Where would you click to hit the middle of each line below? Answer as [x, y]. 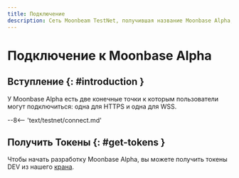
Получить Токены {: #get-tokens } [86, 142]
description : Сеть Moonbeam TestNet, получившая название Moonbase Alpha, [121, 21]
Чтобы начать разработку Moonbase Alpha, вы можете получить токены [117, 160]
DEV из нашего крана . [41, 167]
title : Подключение [36, 14]
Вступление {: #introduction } [76, 82]
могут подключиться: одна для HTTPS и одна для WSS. [92, 106]
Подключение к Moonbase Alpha [110, 56]
